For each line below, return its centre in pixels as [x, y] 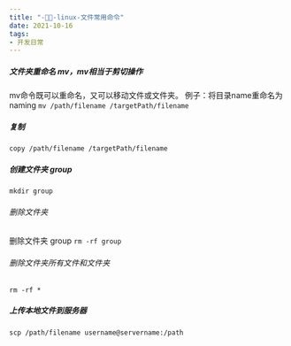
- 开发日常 [27, 42]
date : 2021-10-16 [41, 26]
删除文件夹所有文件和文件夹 [60, 263]
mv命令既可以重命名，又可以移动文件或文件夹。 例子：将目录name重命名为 [146, 96]
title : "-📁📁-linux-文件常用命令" [67, 17]
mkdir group [31, 191]
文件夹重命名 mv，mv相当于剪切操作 [76, 71]
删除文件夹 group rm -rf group [65, 241]
